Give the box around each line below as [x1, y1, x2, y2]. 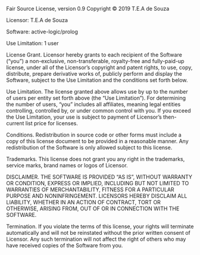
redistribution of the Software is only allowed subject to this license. [6, 144, 173, 151]
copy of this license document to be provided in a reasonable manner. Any [6, 138, 189, 145]
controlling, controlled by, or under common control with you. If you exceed [6, 107, 191, 114]
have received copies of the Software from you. [6, 242, 123, 249]
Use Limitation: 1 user [6, 40, 59, 46]
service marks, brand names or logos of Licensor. [6, 162, 128, 169]
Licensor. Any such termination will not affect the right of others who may [6, 235, 186, 242]
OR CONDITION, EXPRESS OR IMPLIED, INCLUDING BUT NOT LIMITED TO [6, 180, 189, 186]
